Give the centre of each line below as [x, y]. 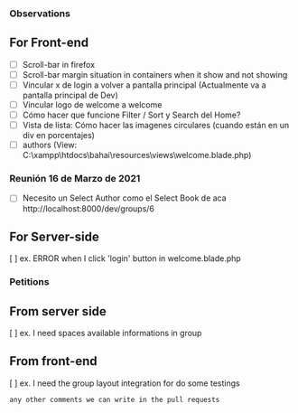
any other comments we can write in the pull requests [115, 399]
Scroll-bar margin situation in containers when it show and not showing [155, 74]
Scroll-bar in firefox [59, 64]
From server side [58, 311]
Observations [40, 14]
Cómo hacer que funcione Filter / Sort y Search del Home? [131, 115]
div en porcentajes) [58, 136]
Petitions [29, 282]
